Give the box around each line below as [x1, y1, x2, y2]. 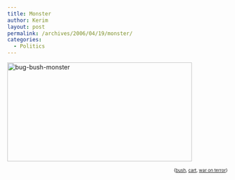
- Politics [13, 43, 45, 50]
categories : [7, 36, 42, 43]
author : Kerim [7, 17, 49, 24]
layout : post [7, 23, 45, 30]
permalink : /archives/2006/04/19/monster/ [7, 29, 133, 37]
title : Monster [7, 10, 52, 18]
